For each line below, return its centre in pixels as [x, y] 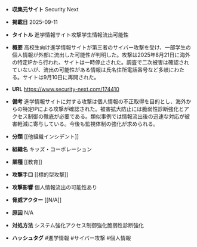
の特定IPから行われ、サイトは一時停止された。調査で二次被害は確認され [100, 62]
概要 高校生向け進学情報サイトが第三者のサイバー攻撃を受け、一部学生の [101, 47]
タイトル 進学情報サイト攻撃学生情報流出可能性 [70, 35]
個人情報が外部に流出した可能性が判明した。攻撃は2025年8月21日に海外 [101, 55]
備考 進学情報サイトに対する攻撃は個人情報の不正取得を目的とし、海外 [99, 101]
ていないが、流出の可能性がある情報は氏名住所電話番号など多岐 [90, 70]
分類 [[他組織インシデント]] [45, 136]
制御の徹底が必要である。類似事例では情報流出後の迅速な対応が [106, 116]
